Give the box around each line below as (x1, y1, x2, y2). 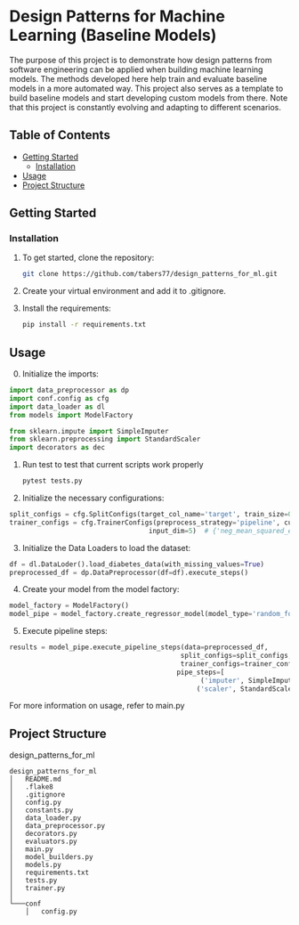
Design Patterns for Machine (9, 6, 225, 27)
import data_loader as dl (9, 402, 105, 411)
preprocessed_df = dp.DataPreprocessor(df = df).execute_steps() (9, 568, 249, 577)
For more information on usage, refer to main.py (9, 701, 185, 711)
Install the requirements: (21, 303, 111, 313)
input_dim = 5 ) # (148, 526, 209, 535)
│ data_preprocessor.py (9, 822, 105, 831)
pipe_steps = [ (176, 668, 225, 677)
